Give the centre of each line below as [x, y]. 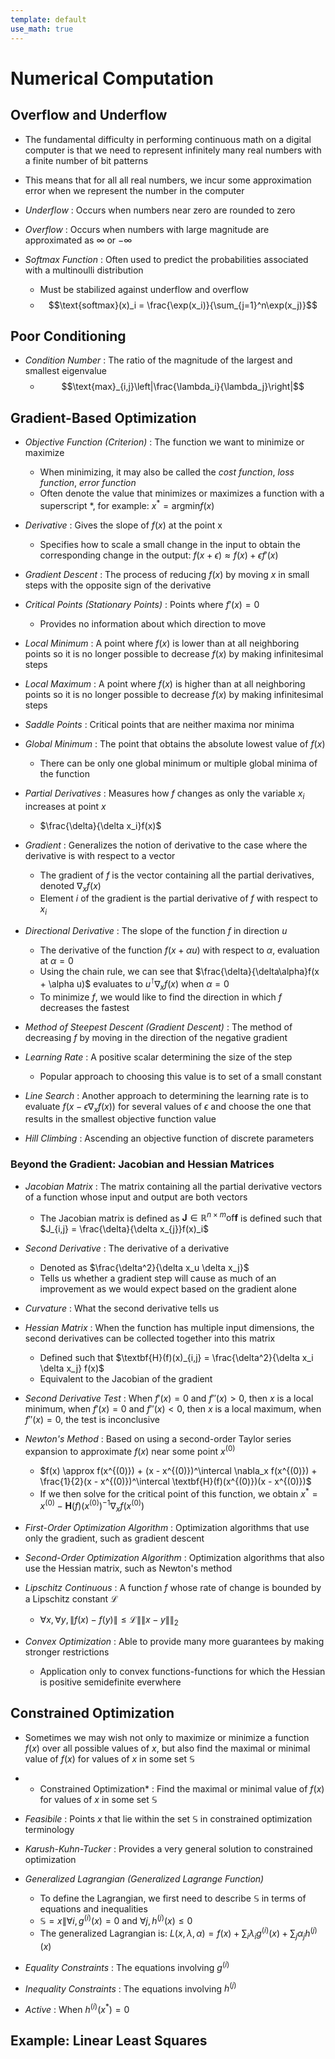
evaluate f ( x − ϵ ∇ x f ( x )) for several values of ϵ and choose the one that [168, 1107]
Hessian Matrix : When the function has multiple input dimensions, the [169, 1328]
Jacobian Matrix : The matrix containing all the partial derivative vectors [173, 1186]
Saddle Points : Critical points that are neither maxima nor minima [159, 724]
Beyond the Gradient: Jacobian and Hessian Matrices [142, 1164]
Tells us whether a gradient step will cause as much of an [158, 1278]
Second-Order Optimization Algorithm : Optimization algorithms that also [174, 1558]
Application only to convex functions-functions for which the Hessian [182, 1671]
